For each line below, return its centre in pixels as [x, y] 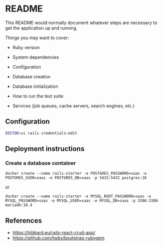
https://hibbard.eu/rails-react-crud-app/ [54, 233]
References [24, 221]
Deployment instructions [45, 149]
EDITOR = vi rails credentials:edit [41, 133]
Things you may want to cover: [37, 38]
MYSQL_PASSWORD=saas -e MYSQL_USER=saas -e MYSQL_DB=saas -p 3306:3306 [81, 201]
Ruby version [26, 47]
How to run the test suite [38, 96]
